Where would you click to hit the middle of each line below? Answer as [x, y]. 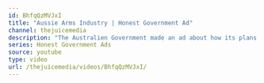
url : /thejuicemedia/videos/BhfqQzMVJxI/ [78, 67]
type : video [28, 60]
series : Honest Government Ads [60, 45]
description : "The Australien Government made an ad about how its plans [133, 38]
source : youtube [35, 52]
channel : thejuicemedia [48, 30]
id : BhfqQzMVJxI [35, 15]
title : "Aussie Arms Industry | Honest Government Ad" [101, 23]
